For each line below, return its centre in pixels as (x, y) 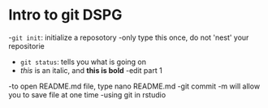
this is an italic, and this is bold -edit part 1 (91, 70)
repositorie (26, 45)
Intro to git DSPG (65, 15)
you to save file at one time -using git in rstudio (87, 94)
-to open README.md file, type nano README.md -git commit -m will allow (134, 86)
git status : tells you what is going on (83, 62)
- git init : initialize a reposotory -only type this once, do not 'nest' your (129, 37)
